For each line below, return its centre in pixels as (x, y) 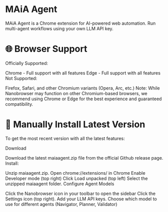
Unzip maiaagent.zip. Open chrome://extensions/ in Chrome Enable (75, 173)
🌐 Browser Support (46, 49)
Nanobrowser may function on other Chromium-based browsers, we (76, 93)
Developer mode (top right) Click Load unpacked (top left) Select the (76, 178)
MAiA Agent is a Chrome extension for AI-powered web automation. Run (80, 23)
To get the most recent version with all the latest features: (65, 138)
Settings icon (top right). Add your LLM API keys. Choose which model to (81, 199)
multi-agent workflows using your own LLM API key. (59, 28)
